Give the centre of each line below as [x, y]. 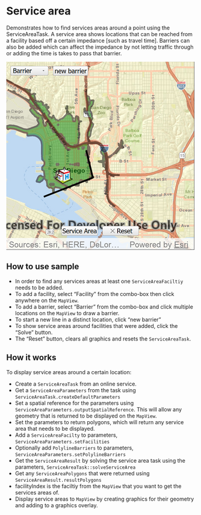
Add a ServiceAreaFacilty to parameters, [66, 435]
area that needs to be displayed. [55, 428]
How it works [31, 358]
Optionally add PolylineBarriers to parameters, [74, 448]
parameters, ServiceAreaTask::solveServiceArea [75, 467]
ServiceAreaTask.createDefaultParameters [67, 397]
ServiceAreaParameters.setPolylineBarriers [70, 455]
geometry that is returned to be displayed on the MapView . [86, 416]
